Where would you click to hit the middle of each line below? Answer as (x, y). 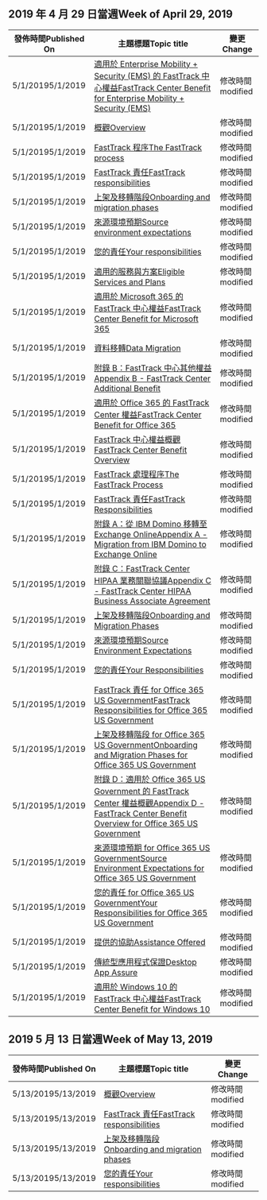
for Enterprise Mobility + (139, 98)
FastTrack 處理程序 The (137, 474)
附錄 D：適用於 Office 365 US (150, 779)
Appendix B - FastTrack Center (153, 378)
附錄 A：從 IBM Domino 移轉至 (151, 524)
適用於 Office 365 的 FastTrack (152, 402)
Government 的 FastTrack (141, 791)
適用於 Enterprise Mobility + (146, 64)
